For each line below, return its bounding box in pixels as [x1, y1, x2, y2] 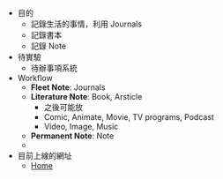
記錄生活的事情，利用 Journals [30, 19, 143, 29]
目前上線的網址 [17, 151, 72, 160]
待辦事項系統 [30, 63, 78, 73]
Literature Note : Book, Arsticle [30, 92, 143, 101]
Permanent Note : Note [30, 131, 115, 141]
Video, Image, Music [43, 122, 119, 131]
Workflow [17, 73, 53, 83]
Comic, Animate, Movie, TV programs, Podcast [43, 112, 214, 122]
